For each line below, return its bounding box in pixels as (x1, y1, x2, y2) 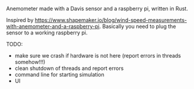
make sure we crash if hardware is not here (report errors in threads (14, 52, 182, 59)
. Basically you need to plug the (99, 23, 176, 30)
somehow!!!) (14, 59, 46, 65)
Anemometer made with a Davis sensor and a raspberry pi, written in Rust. (6, 5, 188, 12)
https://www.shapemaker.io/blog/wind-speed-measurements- (34, 17, 187, 23)
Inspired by (6, 17, 34, 23)
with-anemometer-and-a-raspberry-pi (6, 23, 100, 30)
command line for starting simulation (14, 71, 105, 78)
